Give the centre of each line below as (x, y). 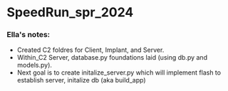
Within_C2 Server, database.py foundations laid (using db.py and (112, 58)
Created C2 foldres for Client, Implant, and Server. (90, 50)
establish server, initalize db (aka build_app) (82, 80)
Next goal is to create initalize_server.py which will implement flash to (119, 73)
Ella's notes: (28, 35)
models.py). (35, 65)
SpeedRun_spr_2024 (70, 12)
